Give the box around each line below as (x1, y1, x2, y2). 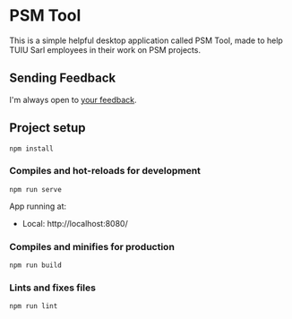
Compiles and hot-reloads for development (9, 165, 202, 177)
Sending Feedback (9, 71, 116, 86)
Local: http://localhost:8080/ (21, 218, 128, 228)
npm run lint (9, 302, 58, 311)
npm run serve (9, 185, 63, 194)
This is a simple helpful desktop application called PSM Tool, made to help (9, 35, 284, 46)
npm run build (9, 261, 63, 270)
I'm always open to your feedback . (9, 94, 137, 105)
